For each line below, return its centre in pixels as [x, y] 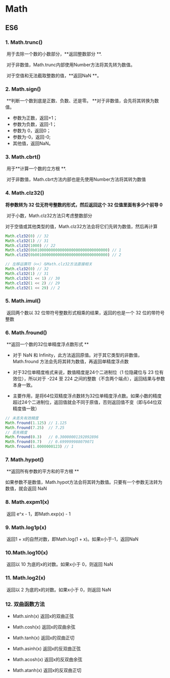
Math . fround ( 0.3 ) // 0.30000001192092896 [52, 437]
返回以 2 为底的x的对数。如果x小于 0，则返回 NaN [59, 589]
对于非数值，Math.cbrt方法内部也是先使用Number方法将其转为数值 [76, 179]
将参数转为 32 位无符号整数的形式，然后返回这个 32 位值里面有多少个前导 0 [84, 205]
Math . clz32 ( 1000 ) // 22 [30, 246]
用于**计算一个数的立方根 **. [37, 169]
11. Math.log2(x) [25, 578]
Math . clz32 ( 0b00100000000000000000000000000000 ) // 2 [63, 255]
